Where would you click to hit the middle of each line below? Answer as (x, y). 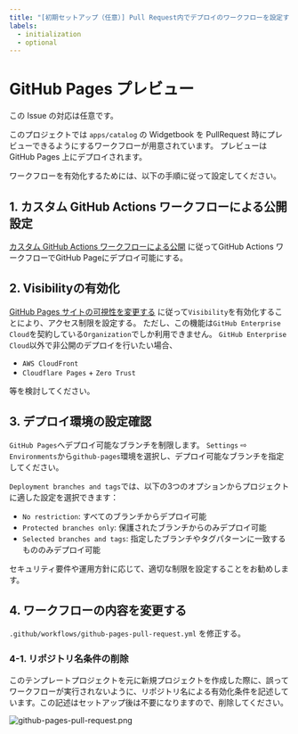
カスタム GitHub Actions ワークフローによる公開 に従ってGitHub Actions (141, 247)
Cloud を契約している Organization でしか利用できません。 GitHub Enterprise (148, 334)
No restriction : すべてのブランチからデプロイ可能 (114, 516)
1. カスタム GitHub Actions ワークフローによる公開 (148, 206)
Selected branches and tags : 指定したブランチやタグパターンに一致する (154, 538)
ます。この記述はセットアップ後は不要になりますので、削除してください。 (153, 702)
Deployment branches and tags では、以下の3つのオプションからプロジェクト (149, 486)
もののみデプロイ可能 (61, 549)
